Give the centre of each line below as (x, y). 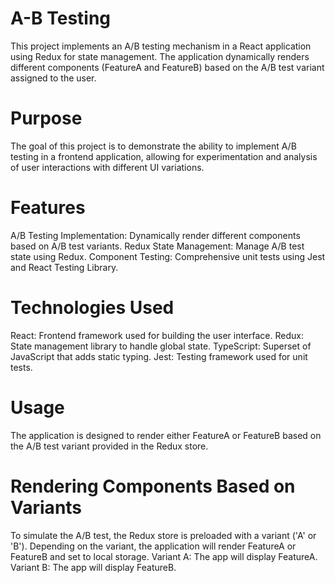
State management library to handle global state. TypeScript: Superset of (161, 346)
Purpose (46, 118)
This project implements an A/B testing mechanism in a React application (161, 46)
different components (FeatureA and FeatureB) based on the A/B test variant (167, 67)
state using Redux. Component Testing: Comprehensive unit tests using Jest (168, 256)
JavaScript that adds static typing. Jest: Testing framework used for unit (159, 356)
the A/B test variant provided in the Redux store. (109, 446)
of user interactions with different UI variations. (107, 167)
